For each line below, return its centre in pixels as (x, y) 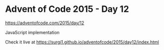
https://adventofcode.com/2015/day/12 (45, 23)
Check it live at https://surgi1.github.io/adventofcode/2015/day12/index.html (82, 42)
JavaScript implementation (32, 32)
